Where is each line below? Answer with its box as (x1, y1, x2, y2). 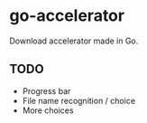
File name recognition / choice (22, 95, 136, 106)
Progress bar (22, 85, 71, 96)
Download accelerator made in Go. (9, 35, 139, 46)
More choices (22, 105, 74, 116)
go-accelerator (9, 5, 124, 26)
